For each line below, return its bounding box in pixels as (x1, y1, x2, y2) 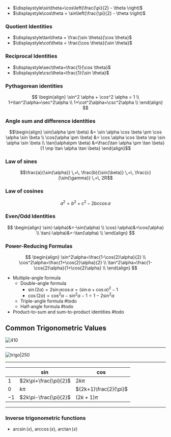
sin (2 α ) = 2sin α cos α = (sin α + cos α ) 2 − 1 (27, 286, 119, 292)
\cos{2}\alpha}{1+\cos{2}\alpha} (34, 265, 102, 271)
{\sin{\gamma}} (58, 175, 91, 181)
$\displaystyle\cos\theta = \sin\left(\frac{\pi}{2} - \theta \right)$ (12, 10, 146, 16)
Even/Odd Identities (5, 213, 56, 220)
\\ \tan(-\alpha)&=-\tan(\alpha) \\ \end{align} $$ (36, 230, 135, 236)
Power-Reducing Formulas (5, 242, 73, 250)
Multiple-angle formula (12, 275, 61, 281)
